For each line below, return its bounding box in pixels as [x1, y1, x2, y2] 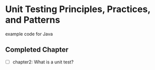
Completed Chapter [5, 45, 69, 54]
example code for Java [5, 31, 53, 37]
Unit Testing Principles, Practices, [5, 4, 150, 15]
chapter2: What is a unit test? [12, 59, 74, 65]
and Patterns [5, 14, 61, 26]
